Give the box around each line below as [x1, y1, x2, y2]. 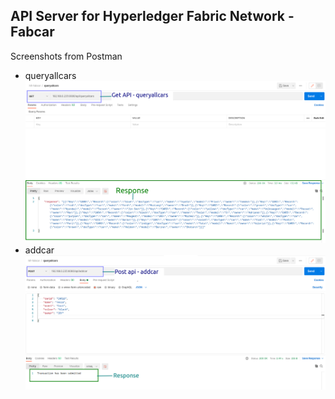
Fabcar [10, 24, 55, 41]
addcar [24, 244, 55, 256]
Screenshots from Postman [10, 50, 123, 62]
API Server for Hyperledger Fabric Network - [10, 8, 295, 25]
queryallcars [24, 69, 77, 81]
